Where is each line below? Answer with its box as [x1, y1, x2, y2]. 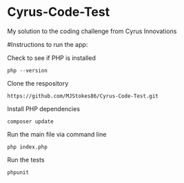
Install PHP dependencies [7, 104, 81, 113]
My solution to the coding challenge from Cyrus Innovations [7, 27, 177, 35]
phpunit [7, 168, 30, 176]
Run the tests [7, 155, 45, 164]
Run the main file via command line [7, 130, 107, 138]
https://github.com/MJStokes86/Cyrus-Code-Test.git [7, 93, 159, 99]
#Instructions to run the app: [7, 40, 88, 48]
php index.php [7, 143, 48, 151]
